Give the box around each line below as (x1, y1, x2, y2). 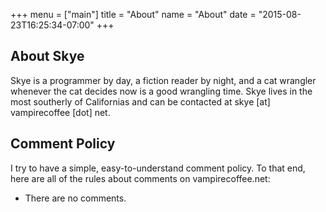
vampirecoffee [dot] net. (10, 106, 111, 118)
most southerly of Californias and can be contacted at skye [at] (10, 95, 271, 108)
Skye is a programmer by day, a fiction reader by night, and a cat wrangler (10, 74, 317, 86)
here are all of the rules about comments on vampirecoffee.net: (10, 172, 271, 184)
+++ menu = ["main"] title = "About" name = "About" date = (10, 9, 257, 20)
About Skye (10, 48, 85, 65)
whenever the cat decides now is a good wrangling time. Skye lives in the (10, 85, 313, 97)
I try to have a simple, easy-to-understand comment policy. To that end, (10, 162, 306, 174)
